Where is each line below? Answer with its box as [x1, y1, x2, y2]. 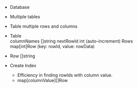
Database [9, 4, 30, 10]
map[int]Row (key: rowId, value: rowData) [9, 44, 95, 49]
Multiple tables [9, 14, 41, 19]
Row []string [9, 53, 35, 59]
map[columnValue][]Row [17, 78, 68, 83]
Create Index [9, 63, 36, 68]
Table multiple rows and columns [9, 23, 78, 29]
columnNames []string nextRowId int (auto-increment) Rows [9, 38, 133, 44]
